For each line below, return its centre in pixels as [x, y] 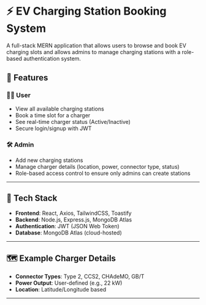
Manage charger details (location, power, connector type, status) [97, 166]
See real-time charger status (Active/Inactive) [73, 122]
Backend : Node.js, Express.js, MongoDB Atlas [74, 219]
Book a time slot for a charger [53, 115]
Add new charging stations [49, 160]
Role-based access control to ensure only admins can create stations [103, 173]
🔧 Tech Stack [32, 199]
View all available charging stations [59, 109]
